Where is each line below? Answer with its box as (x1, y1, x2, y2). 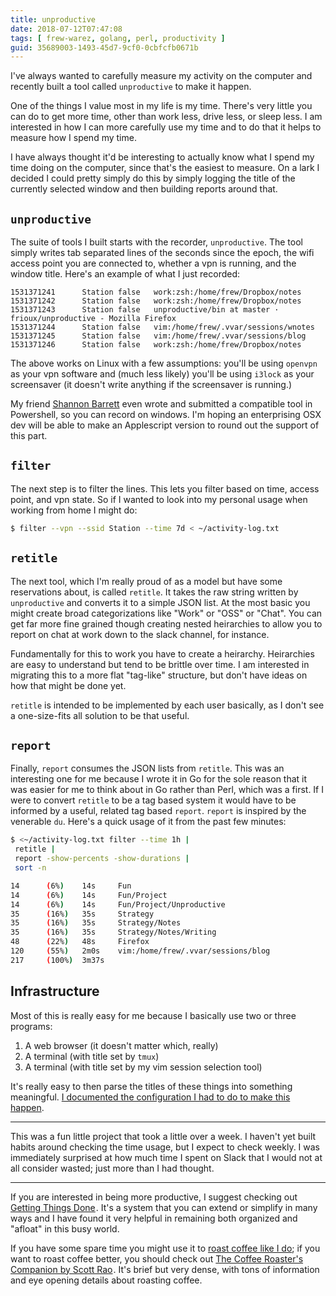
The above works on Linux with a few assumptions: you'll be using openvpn (10, 357, 318, 370)
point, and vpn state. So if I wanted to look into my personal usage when (10, 493, 308, 505)
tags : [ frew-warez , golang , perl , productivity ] (10, 33, 226, 43)
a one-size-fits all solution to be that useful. (10, 709, 190, 721)
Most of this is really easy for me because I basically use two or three (10, 1009, 297, 1021)
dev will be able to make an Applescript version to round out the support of (10, 419, 320, 431)
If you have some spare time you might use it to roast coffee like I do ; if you (10, 1242, 321, 1254)
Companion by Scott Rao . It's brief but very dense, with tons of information (10, 1263, 320, 1275)
